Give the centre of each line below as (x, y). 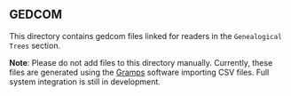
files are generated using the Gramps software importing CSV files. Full (139, 72)
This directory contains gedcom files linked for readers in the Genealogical (145, 36)
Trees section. (35, 45)
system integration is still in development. (85, 81)
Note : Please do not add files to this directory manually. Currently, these (141, 62)
